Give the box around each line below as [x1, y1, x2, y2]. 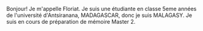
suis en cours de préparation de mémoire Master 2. [6, 18, 136, 25]
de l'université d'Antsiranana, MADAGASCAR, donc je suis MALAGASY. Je [6, 12, 193, 19]
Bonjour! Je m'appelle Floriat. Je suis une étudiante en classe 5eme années [6, 5, 197, 12]
